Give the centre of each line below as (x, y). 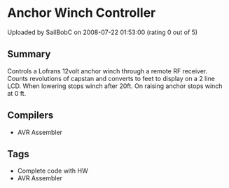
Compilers (30, 116)
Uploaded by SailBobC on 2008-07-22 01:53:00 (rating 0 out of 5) (103, 32)
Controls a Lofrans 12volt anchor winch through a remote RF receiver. (107, 71)
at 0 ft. (17, 93)
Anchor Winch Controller (82, 13)
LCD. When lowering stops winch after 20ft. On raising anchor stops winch (115, 86)
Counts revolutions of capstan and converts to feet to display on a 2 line (111, 78)
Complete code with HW (53, 171)
